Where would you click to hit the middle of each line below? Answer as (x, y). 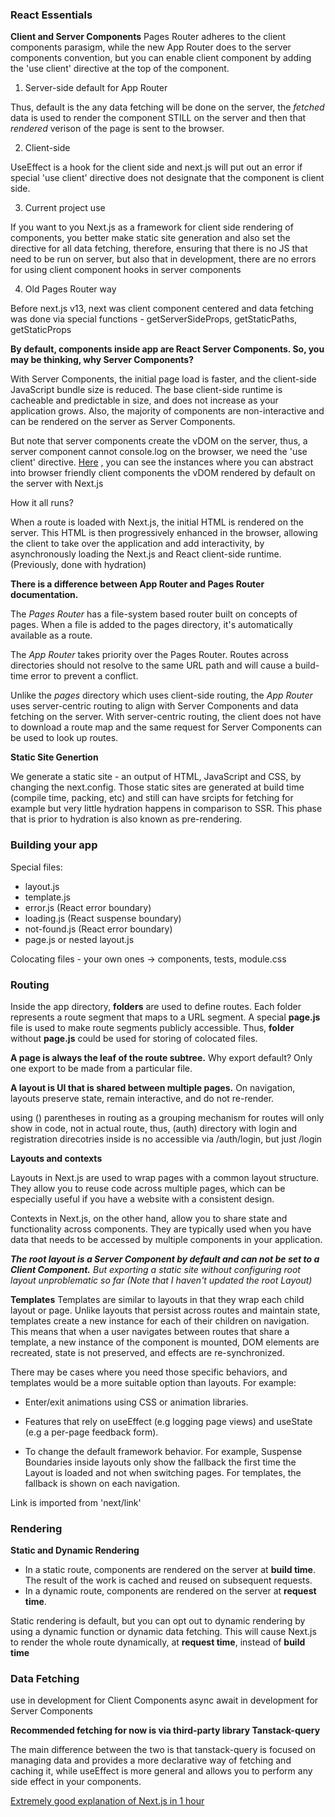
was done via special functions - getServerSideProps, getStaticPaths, (154, 319)
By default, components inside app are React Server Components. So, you (167, 349)
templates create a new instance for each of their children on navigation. (160, 1320)
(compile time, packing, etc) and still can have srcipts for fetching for (152, 798)
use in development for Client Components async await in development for (164, 1700)
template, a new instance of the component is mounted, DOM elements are (165, 1342)
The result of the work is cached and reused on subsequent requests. (168, 1580)
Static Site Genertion (54, 757)
